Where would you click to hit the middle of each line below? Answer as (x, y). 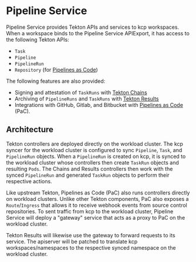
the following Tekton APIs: (38, 39)
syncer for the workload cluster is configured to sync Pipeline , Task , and (94, 150)
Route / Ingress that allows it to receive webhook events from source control (97, 205)
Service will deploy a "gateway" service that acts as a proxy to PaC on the (96, 217)
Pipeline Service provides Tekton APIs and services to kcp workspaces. (93, 27)
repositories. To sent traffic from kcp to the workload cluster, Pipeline (90, 211)
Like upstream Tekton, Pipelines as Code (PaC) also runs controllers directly (98, 193)
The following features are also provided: (56, 81)
